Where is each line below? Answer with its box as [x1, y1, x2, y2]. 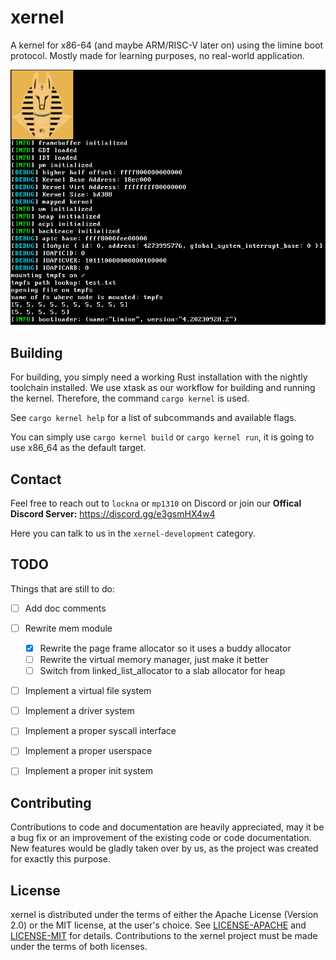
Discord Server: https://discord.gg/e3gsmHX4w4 [10, 508, 216, 520]
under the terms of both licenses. [10, 941, 148, 953]
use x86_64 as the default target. [10, 442, 147, 454]
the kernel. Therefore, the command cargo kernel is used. [10, 392, 250, 405]
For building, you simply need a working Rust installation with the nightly [10, 371, 308, 383]
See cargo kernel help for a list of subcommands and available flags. [10, 412, 297, 424]
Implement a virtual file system [24, 685, 152, 697]
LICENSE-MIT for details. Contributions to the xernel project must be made [10, 930, 318, 942]
